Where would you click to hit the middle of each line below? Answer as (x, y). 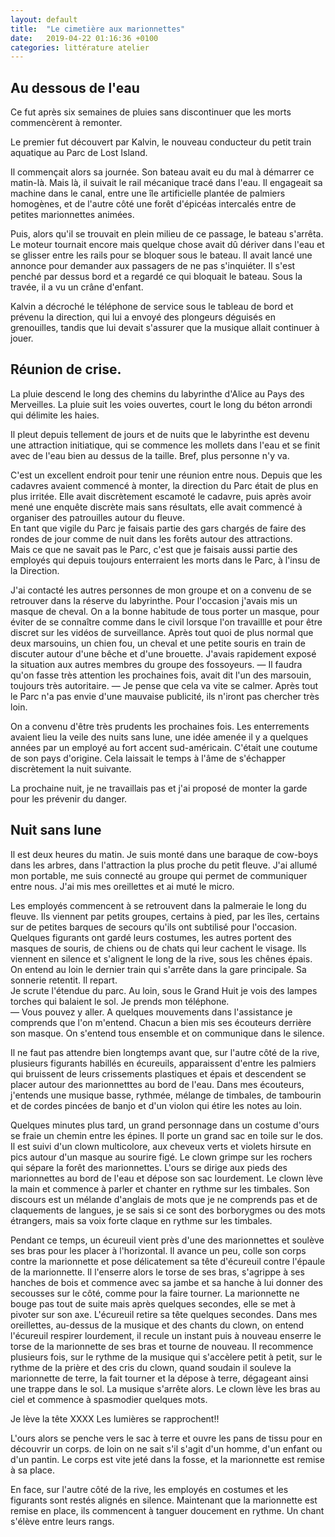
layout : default (44, 19)
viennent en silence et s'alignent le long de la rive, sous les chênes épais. (161, 958)
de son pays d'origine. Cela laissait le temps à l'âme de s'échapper (148, 758)
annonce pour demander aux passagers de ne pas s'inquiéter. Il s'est (153, 266)
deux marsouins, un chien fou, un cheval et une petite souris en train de (158, 643)
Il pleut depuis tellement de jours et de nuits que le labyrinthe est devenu (160, 434)
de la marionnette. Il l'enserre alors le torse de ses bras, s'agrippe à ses (157, 1272)
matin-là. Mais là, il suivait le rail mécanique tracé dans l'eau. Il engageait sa (166, 183)
